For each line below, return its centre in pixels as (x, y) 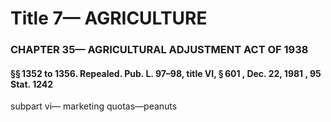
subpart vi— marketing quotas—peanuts (94, 106)
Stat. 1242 (32, 84)
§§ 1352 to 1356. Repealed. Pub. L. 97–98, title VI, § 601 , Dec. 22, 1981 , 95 (166, 73)
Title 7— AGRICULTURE (109, 18)
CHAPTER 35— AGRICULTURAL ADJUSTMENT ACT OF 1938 (159, 50)
